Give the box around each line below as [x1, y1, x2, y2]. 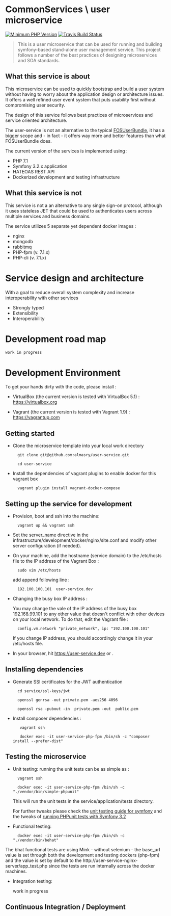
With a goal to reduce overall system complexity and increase [5, 289, 135, 295]
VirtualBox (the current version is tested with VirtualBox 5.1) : [12, 394, 140, 400]
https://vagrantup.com [12, 414, 60, 421]
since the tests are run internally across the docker [48, 862, 155, 869]
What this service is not [5, 189, 82, 197]
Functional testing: [12, 823, 52, 829]
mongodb [12, 238, 33, 244]
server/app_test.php [5, 862, 48, 869]
